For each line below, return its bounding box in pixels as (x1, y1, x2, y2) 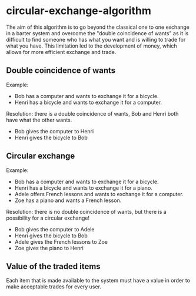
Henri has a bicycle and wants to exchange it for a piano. (14, 184, 153, 191)
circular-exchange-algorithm (6, 4, 151, 18)
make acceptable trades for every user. (6, 283, 102, 290)
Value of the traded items (6, 261, 101, 271)
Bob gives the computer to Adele (14, 226, 95, 233)
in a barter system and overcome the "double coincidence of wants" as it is (6, 29, 189, 36)
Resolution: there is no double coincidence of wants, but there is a (6, 208, 167, 215)
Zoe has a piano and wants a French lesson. (14, 197, 122, 204)
